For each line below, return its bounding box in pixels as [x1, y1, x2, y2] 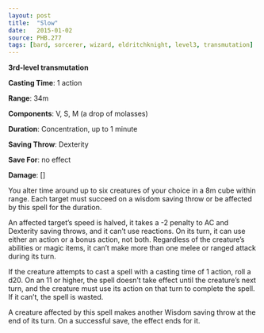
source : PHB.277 [8, 33, 62, 42]
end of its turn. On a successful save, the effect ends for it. [8, 316, 201, 326]
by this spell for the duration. [8, 203, 102, 212]
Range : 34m [8, 94, 49, 103]
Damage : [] [8, 170, 46, 180]
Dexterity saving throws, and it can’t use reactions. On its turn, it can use [8, 227, 246, 236]
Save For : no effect [8, 155, 71, 165]
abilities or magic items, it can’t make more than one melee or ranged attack [8, 243, 256, 253]
